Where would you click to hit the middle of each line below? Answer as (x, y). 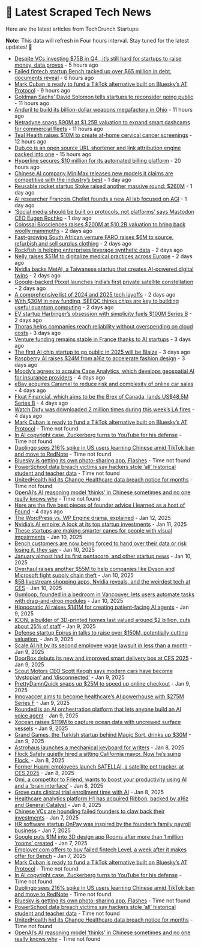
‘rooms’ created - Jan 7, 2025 (51, 843)
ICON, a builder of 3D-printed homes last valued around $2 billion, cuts (102, 620)
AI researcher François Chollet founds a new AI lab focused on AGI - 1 (100, 199)
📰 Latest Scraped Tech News (78, 12)
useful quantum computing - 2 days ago (64, 307)
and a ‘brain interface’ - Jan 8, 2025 (59, 785)
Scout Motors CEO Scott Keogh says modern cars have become (94, 671)
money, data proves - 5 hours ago (56, 65)
